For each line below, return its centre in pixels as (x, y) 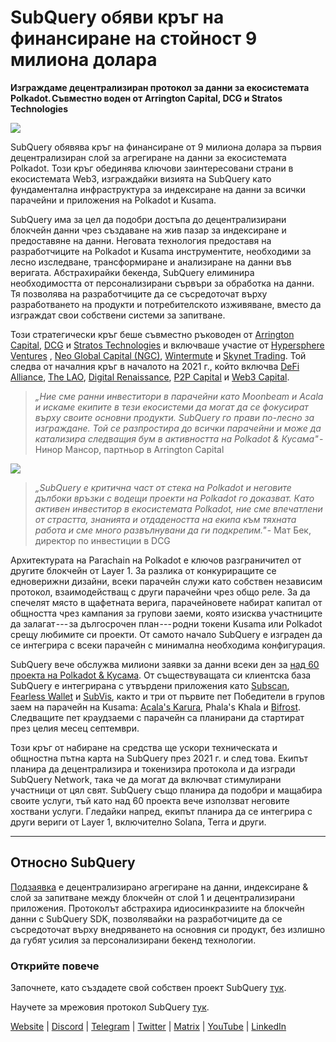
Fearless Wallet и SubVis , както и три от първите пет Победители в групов (168, 696)
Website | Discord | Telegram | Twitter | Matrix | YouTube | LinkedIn (148, 1027)
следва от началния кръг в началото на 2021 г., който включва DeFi (155, 366)
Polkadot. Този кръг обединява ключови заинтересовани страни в (152, 168)
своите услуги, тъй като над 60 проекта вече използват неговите (150, 800)
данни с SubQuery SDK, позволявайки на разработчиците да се (146, 918)
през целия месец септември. (75, 728)
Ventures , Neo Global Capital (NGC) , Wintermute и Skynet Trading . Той (158, 355)
